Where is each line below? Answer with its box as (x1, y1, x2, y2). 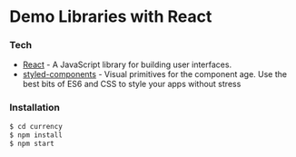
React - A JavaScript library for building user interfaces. (22, 59, 232, 70)
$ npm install (9, 130, 64, 140)
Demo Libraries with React (9, 6, 212, 27)
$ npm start (9, 139, 54, 148)
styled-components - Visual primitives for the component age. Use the (22, 69, 288, 80)
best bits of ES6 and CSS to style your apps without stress (22, 79, 242, 90)
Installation (9, 102, 61, 114)
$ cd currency (9, 122, 64, 131)
